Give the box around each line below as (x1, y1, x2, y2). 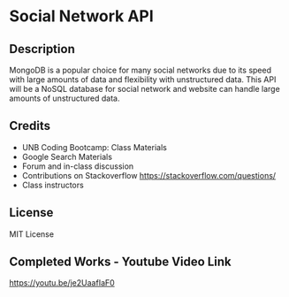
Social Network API (9, 6, 155, 27)
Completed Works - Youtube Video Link (9, 255, 232, 270)
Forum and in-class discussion (21, 161, 134, 171)
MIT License (9, 228, 55, 240)
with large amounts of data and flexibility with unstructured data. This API (9, 74, 277, 85)
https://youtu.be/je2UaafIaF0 (9, 278, 115, 288)
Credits (9, 118, 51, 133)
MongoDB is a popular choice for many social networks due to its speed (9, 65, 272, 75)
